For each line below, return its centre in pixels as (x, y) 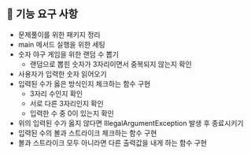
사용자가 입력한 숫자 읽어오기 (62, 74)
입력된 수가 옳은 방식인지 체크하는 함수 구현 (84, 83)
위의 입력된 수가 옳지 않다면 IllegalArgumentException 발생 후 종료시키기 (131, 123)
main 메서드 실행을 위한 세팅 (62, 44)
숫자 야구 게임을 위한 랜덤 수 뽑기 (68, 54)
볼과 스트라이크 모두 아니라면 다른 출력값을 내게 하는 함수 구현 (112, 142)
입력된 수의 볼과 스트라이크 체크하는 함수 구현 (87, 133)
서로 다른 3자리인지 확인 (66, 103)
